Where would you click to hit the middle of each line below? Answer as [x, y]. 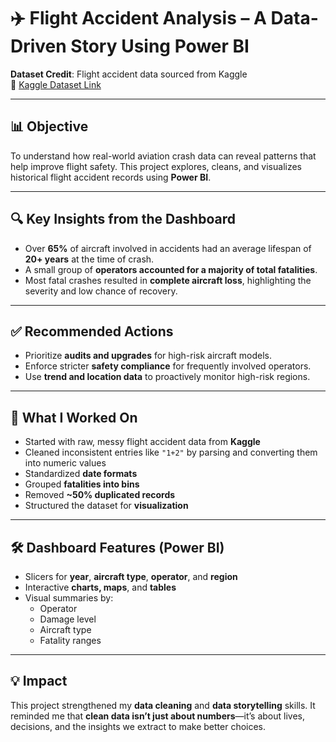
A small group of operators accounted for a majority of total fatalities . [171, 269]
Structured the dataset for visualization [106, 506]
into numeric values [65, 463]
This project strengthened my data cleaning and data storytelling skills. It [163, 705]
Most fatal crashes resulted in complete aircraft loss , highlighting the [168, 280]
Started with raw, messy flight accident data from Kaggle [142, 442]
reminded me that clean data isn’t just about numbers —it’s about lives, [157, 716]
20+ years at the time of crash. [89, 259]
